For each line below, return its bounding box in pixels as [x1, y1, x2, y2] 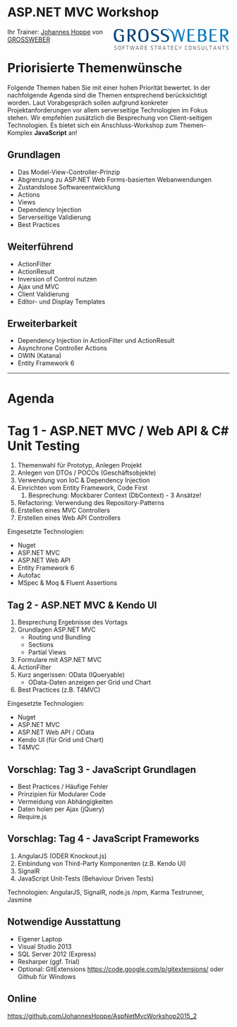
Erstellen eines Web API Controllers [17, 513, 121, 522]
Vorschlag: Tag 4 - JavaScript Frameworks [7, 832, 200, 845]
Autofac [17, 571, 41, 580]
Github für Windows [17, 972, 76, 980]
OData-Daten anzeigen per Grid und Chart [28, 678, 152, 687]
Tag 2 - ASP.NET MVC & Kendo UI [7, 599, 157, 611]
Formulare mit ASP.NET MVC [17, 656, 102, 664]
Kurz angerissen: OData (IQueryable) [17, 671, 126, 679]
